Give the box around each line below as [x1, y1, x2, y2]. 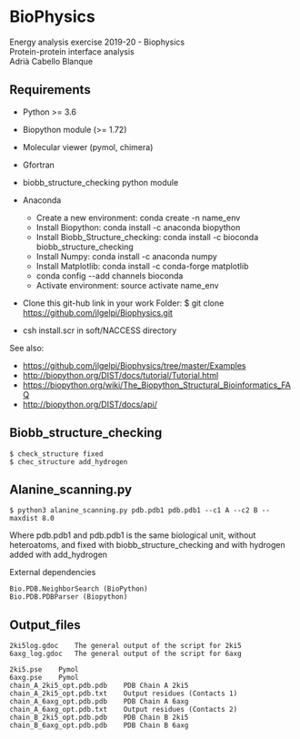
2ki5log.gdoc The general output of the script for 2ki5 [9, 642, 243, 651]
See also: [9, 342, 45, 353]
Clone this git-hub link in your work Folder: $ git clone [22, 298, 225, 309]
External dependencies [9, 567, 96, 578]
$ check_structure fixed [9, 449, 104, 459]
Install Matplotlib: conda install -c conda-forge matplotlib [35, 260, 249, 271]
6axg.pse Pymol [9, 673, 79, 683]
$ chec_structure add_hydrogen [9, 457, 128, 466]
